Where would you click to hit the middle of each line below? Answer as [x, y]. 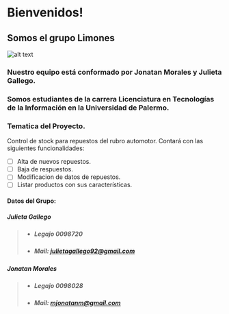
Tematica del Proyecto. [46, 126]
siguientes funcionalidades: [46, 148]
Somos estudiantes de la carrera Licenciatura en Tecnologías [111, 99]
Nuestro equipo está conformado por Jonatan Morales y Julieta [114, 72]
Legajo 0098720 [58, 234]
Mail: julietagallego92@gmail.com [84, 251]
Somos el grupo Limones [61, 38]
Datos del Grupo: [32, 201]
